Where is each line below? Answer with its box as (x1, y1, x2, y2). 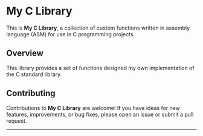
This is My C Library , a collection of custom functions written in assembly (6, 24, 190, 31)
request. (6, 117, 27, 125)
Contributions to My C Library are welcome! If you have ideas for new (6, 104, 180, 111)
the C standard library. (6, 71, 62, 78)
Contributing (6, 88, 56, 99)
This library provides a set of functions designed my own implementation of (6, 64, 195, 71)
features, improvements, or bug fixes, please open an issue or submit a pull (6, 111, 194, 118)
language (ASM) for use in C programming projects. (6, 30, 135, 37)
